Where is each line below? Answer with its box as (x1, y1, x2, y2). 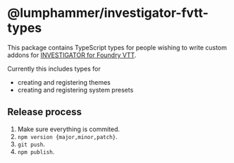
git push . (17, 140, 46, 148)
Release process (7, 106, 82, 118)
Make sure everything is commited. (17, 125, 121, 133)
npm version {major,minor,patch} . (17, 132, 118, 140)
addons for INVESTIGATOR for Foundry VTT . (7, 51, 137, 59)
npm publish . (17, 147, 55, 156)
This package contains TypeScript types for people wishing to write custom (7, 43, 228, 52)
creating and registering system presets (17, 85, 134, 94)
